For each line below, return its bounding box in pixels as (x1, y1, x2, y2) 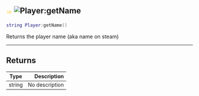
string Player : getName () (6, 22, 68, 28)
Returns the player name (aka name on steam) (6, 33, 119, 40)
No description (27, 81, 64, 88)
